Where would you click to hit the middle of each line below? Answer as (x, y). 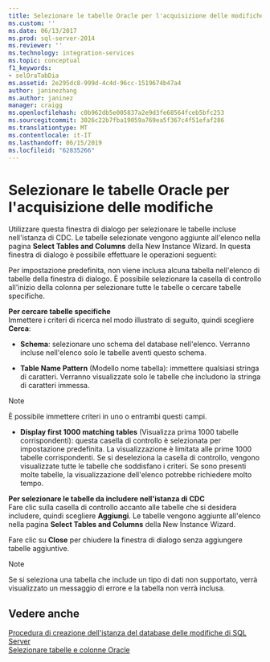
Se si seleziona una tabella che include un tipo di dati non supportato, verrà (133, 580)
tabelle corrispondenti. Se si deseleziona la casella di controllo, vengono (139, 458)
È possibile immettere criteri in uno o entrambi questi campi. (108, 417)
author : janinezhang (43, 90)
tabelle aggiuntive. (39, 549)
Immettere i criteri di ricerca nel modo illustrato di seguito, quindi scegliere (131, 320)
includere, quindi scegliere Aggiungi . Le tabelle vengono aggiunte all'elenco (135, 516)
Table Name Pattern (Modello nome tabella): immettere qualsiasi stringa (139, 368)
